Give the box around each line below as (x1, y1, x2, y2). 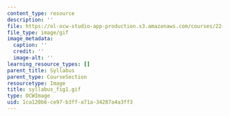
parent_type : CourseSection (7, 73, 88, 81)
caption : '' (13, 42, 48, 48)
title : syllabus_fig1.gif (7, 86, 81, 93)
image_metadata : (7, 35, 53, 42)
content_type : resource (7, 10, 75, 17)
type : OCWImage (7, 93, 51, 100)
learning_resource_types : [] (7, 61, 90, 68)
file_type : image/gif (7, 29, 69, 36)
